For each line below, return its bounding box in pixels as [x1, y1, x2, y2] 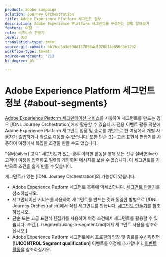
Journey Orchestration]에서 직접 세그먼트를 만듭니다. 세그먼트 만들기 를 [12, 203, 152, 209]
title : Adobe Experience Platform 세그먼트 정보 [5, 16, 102, 21]
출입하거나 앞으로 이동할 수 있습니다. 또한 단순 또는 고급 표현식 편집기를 [18, 134, 156, 140]
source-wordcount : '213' [5, 53, 56, 59]
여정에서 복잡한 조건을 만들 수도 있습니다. [18, 140, 98, 146]
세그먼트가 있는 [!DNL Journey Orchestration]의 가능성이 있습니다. [5, 173, 136, 179]
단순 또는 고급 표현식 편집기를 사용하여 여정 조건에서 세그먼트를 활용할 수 [12, 215, 153, 221]
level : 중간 [5, 35, 28, 40]
